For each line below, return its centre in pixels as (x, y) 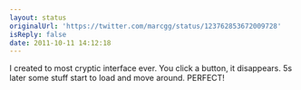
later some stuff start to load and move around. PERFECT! (117, 78)
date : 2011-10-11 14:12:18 (60, 43)
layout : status (38, 18)
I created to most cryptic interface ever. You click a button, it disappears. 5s (151, 68)
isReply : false (38, 34)
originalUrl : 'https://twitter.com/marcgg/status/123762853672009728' (146, 26)
